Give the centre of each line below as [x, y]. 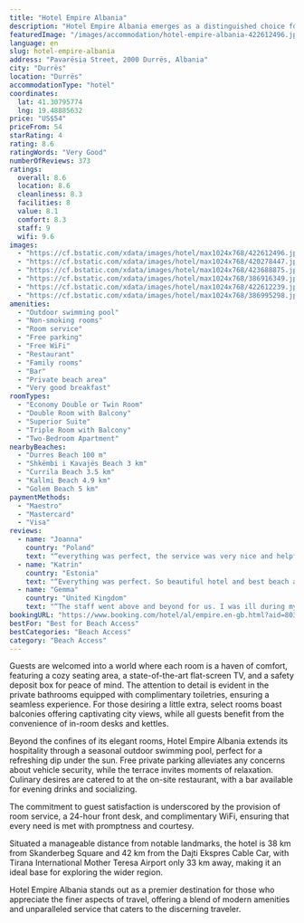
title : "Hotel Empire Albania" [68, 18]
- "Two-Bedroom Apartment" [68, 438]
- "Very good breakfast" [64, 388]
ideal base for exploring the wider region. [86, 872]
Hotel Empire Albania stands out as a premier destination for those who [142, 890]
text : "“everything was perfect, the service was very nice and [149, 556]
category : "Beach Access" [58, 640]
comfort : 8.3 [42, 219]
